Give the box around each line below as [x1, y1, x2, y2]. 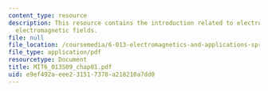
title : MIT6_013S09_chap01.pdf [8, 63, 112, 71]
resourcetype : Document [8, 56, 88, 64]
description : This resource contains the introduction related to [8, 19, 234, 27]
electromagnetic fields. [15, 26, 98, 34]
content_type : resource [8, 11, 88, 20]
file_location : [8, 41, 59, 49]
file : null [8, 33, 45, 42]
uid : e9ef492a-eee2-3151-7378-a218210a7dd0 [8, 70, 156, 78]
